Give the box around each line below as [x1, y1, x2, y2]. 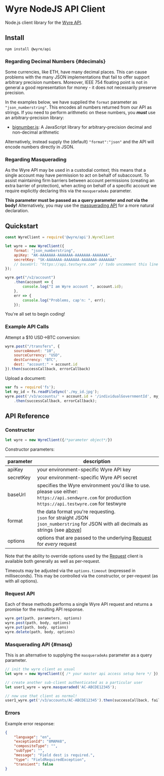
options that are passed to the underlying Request [37, 535, 152, 541]
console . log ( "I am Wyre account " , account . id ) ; [22, 284, 123, 289]
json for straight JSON [37, 515, 89, 521]
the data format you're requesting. [37, 508, 116, 515]
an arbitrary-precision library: [5, 115, 64, 120]
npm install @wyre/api [5, 46, 51, 52]
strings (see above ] [37, 527, 82, 534]
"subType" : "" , [14, 748, 45, 753]
